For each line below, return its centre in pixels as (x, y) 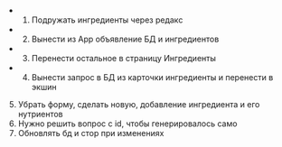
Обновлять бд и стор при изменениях (91, 133)
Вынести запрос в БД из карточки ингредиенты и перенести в (152, 77)
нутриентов (40, 114)
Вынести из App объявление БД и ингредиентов (125, 39)
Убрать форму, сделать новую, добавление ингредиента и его (139, 104)
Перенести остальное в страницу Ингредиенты (124, 58)
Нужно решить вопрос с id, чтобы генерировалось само (127, 124)
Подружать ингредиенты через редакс (107, 20)
